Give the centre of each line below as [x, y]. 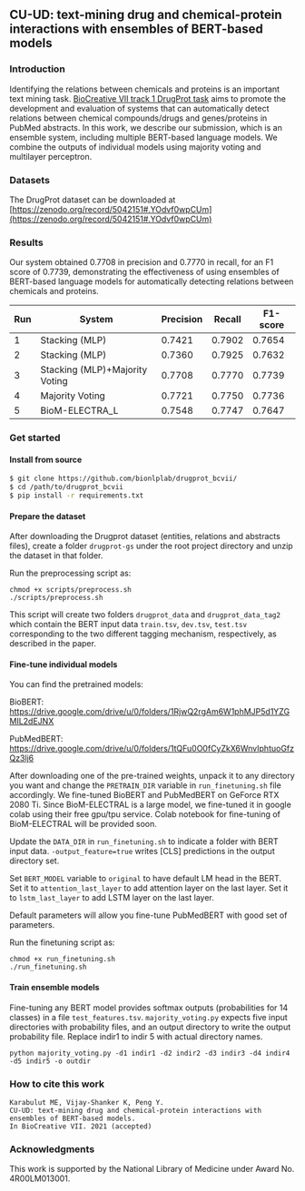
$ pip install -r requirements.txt [77, 496]
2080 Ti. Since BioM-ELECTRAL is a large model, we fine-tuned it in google [151, 805]
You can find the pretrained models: [76, 684]
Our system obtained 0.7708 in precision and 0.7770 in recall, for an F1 [142, 262]
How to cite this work [57, 1084]
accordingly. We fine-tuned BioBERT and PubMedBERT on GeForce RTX [144, 795]
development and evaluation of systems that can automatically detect [139, 108]
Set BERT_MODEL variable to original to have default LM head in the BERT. [146, 879]
